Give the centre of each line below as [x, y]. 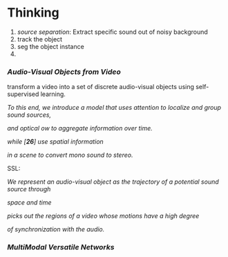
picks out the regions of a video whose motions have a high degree [103, 216]
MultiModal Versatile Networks [61, 247]
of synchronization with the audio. [56, 229]
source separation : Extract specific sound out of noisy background [113, 32]
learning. [53, 94]
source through [29, 189]
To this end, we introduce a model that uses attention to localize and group [114, 108]
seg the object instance [50, 46]
